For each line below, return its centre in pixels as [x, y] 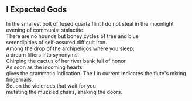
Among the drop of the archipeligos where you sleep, [70, 48]
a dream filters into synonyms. [43, 54]
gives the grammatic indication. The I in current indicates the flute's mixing [96, 73]
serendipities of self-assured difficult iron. [56, 42]
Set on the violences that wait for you [51, 86]
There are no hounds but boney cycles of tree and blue [73, 36]
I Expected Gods [37, 10]
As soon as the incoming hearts [44, 67]
